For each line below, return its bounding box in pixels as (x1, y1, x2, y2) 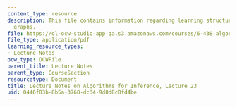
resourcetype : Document (7, 75, 78, 83)
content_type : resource (7, 10, 78, 18)
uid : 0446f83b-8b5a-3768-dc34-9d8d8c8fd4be (7, 89, 138, 96)
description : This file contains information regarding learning (7, 17, 203, 24)
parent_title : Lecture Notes (7, 63, 93, 70)
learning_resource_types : (7, 43, 83, 50)
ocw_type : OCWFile (7, 56, 61, 63)
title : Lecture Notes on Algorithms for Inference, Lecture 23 (7, 82, 197, 89)
